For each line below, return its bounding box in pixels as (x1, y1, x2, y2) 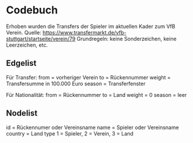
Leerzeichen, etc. (6, 41, 48, 48)
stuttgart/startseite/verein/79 (6, 35, 76, 42)
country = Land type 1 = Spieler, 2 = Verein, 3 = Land (6, 130, 133, 137)
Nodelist (6, 109, 38, 118)
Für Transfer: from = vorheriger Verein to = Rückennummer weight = (6, 74, 171, 81)
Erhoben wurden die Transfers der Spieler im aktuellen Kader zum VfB (6, 23, 175, 30)
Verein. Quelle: (6, 29, 42, 36)
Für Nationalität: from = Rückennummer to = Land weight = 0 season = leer (6, 91, 187, 98)
